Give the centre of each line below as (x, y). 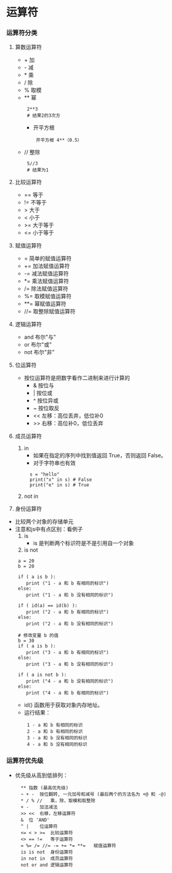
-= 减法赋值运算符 (46, 273)
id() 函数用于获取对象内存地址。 (63, 705)
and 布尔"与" (40, 337)
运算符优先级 (25, 761)
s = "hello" (44, 475)
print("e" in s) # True (59, 485)
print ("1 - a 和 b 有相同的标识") (68, 584)
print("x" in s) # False (61, 480)
